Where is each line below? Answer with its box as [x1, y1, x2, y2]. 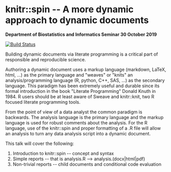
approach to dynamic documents [5, 14, 149, 26]
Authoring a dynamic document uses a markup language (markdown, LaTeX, [5, 66, 166, 72]
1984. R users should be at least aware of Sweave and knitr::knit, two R [5, 93, 155, 100]
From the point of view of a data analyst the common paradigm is [5, 109, 142, 115]
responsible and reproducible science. [5, 56, 86, 62]
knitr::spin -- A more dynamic [5, 4, 134, 15]
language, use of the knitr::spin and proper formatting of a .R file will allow [5, 125, 161, 131]
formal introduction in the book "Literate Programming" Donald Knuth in [5, 88, 156, 94]
